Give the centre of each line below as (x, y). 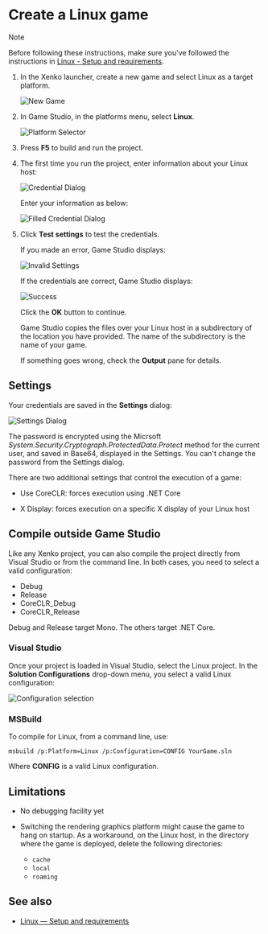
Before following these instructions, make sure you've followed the (119, 52)
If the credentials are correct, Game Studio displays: (106, 281)
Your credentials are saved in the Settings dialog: (90, 405)
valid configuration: (40, 570)
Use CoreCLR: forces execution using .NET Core (100, 493)
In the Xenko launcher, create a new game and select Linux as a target (136, 76)
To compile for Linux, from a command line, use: (89, 737)
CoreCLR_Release (50, 611)
